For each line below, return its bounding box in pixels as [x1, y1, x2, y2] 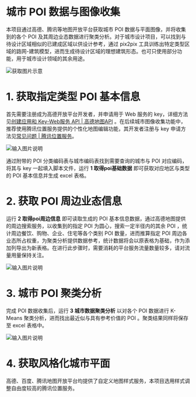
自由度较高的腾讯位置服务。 [10, 384, 78, 392]
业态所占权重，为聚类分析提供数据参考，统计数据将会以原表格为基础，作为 [6, 237, 185, 244]
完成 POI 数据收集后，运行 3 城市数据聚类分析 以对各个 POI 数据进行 [6, 307, 169, 314]
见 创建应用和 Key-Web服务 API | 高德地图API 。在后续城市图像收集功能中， [6, 118, 186, 125]
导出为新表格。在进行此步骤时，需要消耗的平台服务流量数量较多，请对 [16, 244, 185, 251]
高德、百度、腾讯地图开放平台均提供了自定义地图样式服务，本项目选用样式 [6, 377, 185, 384]
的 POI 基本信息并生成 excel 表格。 [6, 172, 89, 179]
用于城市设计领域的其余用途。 [16, 55, 88, 62]
